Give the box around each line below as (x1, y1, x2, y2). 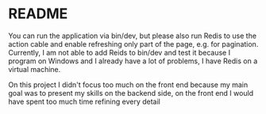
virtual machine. (8, 64, 61, 74)
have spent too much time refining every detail (8, 97, 160, 106)
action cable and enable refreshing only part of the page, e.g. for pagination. (8, 39, 259, 48)
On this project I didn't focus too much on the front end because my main (8, 80, 249, 89)
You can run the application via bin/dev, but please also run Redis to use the (8, 31, 256, 40)
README (8, 5, 68, 23)
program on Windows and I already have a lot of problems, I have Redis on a (8, 56, 258, 66)
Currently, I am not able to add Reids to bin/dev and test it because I (8, 47, 231, 57)
